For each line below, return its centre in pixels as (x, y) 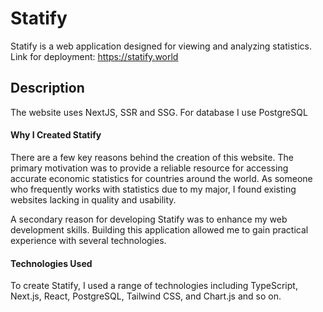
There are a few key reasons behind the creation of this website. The (152, 157)
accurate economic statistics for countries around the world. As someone (161, 178)
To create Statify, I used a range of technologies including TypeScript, (154, 286)
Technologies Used (51, 263)
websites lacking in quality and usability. (93, 199)
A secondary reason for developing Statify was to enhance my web (149, 219)
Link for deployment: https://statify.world (94, 56)
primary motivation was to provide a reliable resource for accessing (149, 168)
